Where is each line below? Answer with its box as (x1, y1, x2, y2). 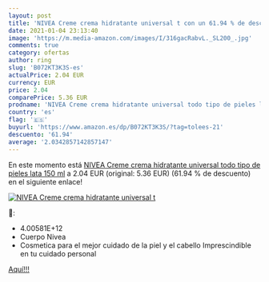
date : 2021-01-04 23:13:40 (8, 26, 98, 34)
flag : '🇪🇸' (8, 116, 48, 124)
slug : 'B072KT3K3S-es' (8, 64, 84, 72)
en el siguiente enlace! (8, 177, 82, 186)
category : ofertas (8, 49, 70, 57)
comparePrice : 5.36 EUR (8, 93, 88, 101)
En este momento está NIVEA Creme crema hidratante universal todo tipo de (8, 160, 261, 169)
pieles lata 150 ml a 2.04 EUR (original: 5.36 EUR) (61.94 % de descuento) (8, 169, 251, 178)
